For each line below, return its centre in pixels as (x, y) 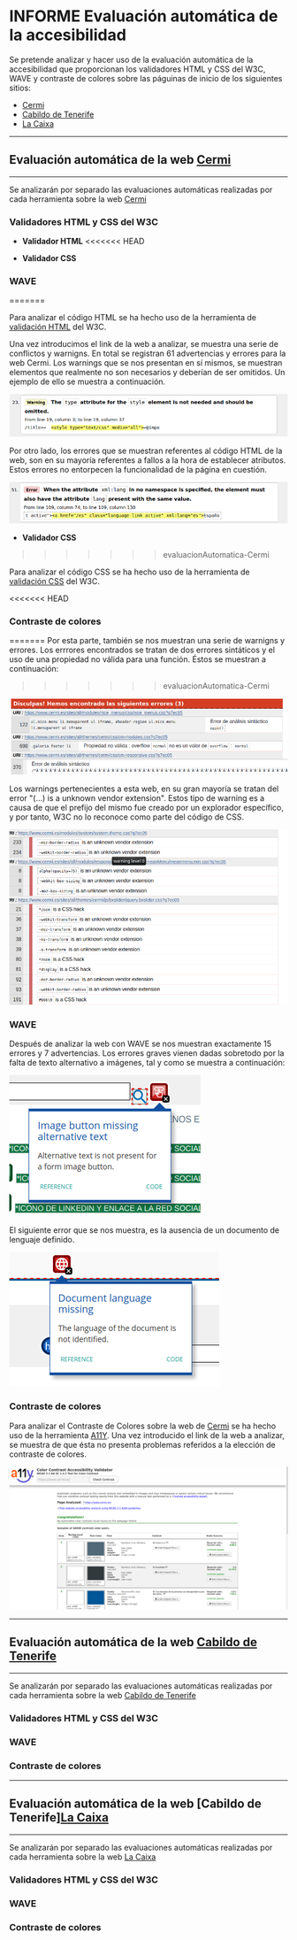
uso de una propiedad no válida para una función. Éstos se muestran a (138, 659)
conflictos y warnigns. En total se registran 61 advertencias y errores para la (148, 354)
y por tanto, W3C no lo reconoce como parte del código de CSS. (127, 817)
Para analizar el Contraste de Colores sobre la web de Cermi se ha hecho (143, 1426)
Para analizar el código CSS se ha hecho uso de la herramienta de (129, 572)
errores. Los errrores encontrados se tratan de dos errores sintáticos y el (142, 650)
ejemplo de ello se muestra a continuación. (88, 381)
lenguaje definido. (42, 1240)
